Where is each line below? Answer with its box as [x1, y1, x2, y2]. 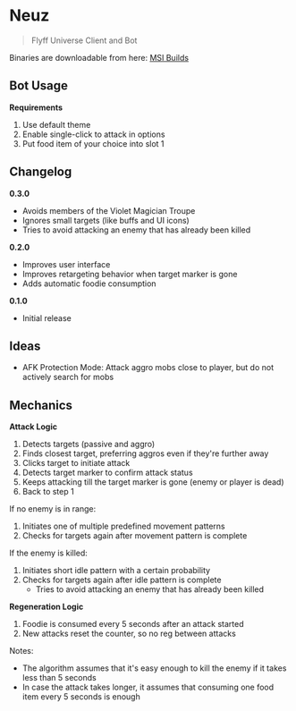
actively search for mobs [21, 372, 114, 383]
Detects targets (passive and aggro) [21, 439, 156, 450]
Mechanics [9, 397, 73, 412]
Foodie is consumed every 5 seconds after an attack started [21, 619, 244, 630]
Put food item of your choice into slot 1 [21, 138, 165, 148]
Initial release [21, 312, 72, 323]
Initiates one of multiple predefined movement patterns [21, 521, 225, 532]
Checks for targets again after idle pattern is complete [21, 574, 222, 586]
